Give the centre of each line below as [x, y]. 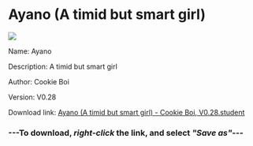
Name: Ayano [30, 51]
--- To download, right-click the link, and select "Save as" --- [126, 133]
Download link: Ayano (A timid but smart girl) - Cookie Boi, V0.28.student [126, 112]
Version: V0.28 [32, 97]
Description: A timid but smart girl [63, 66]
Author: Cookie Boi [39, 81]
